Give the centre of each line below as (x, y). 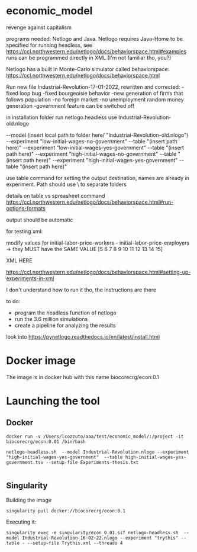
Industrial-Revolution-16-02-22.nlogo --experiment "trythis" (100, 538)
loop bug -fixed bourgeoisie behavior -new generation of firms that (101, 93)
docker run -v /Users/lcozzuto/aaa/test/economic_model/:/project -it (95, 437)
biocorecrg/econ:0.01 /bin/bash (46, 442)
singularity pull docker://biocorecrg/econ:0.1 (66, 511)
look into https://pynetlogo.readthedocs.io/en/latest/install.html (83, 336)
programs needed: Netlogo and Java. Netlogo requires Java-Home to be (95, 38)
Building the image (29, 500)
